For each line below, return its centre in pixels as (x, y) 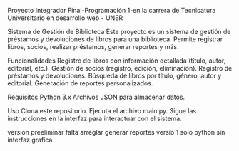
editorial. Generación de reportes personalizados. (80, 83)
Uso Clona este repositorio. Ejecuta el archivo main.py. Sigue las (102, 111)
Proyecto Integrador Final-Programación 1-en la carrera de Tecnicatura (112, 10)
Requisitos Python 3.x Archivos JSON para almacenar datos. (96, 97)
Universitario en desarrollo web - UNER (65, 18)
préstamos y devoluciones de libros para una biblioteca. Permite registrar (115, 39)
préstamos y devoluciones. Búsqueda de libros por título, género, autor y (115, 75)
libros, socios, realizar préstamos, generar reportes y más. (93, 47)
